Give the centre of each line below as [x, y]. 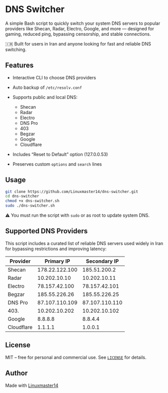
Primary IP [57, 261]
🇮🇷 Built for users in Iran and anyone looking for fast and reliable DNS [78, 43]
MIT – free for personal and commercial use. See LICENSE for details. [76, 357]
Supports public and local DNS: [45, 97]
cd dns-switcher [22, 196]
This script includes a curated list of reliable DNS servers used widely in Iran [84, 243]
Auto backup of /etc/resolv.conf [47, 87]
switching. [16, 50]
